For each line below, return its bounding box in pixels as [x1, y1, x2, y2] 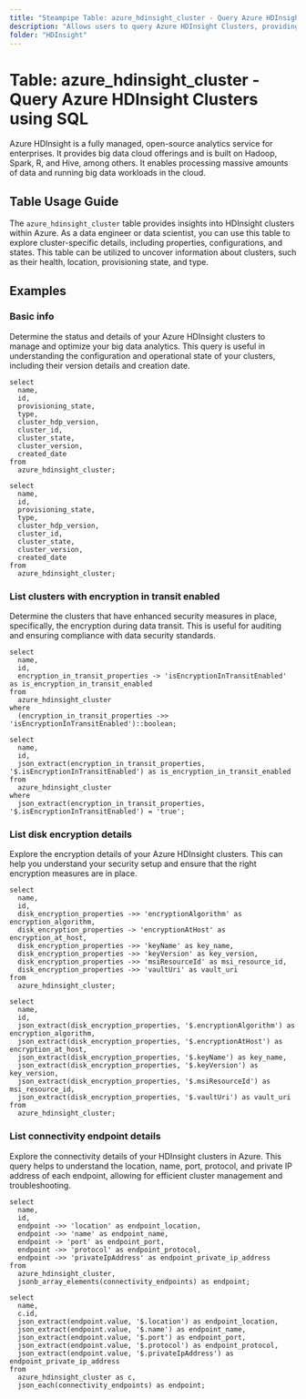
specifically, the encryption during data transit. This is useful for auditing [9, 620, 282, 631]
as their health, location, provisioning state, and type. [9, 257, 209, 268]
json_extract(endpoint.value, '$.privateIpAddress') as [17, 1349, 234, 1358]
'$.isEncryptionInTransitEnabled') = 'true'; [9, 807, 185, 816]
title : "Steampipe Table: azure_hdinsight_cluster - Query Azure [9, 13, 262, 23]
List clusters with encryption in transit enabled [9, 589, 220, 602]
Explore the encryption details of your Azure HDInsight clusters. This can [9, 849, 283, 860]
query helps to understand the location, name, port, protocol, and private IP [9, 1160, 293, 1171]
